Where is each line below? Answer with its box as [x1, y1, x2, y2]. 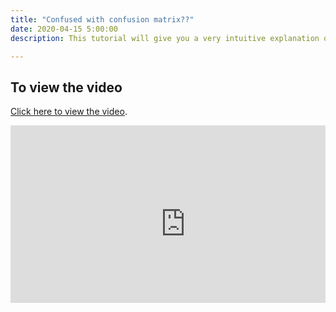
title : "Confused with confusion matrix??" [10, 14, 195, 25]
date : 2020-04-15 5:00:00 [10, 24, 118, 34]
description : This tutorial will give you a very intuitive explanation [10, 33, 320, 43]
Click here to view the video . [10, 106, 128, 118]
